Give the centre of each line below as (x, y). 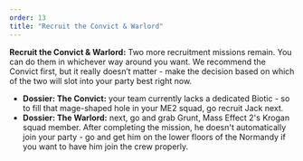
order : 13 (28, 18)
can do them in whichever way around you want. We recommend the (138, 62)
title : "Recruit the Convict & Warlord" (87, 26)
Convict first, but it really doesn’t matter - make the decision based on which (152, 71)
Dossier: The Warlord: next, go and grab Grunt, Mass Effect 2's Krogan (156, 118)
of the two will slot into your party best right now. (101, 80)
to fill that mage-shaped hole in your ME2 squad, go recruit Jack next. (153, 108)
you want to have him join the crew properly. (105, 147)
